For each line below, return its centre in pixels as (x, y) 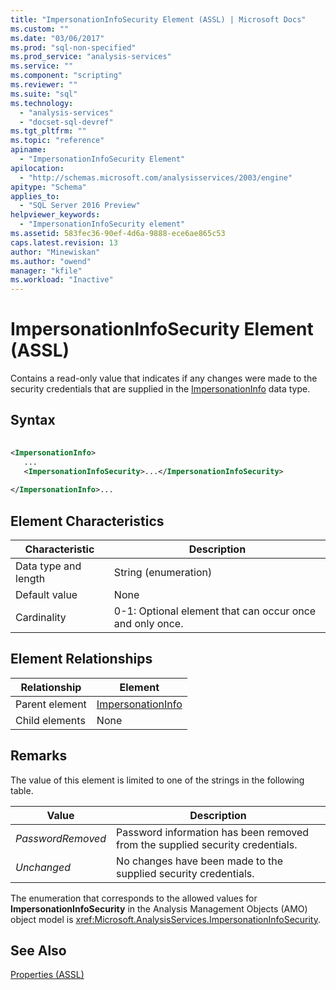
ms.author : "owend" (51, 261)
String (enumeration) (163, 572)
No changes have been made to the (200, 861)
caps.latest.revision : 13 (64, 242)
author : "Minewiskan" (55, 252)
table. (22, 790)
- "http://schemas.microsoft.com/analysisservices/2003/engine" (156, 177)
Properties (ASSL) (47, 975)
